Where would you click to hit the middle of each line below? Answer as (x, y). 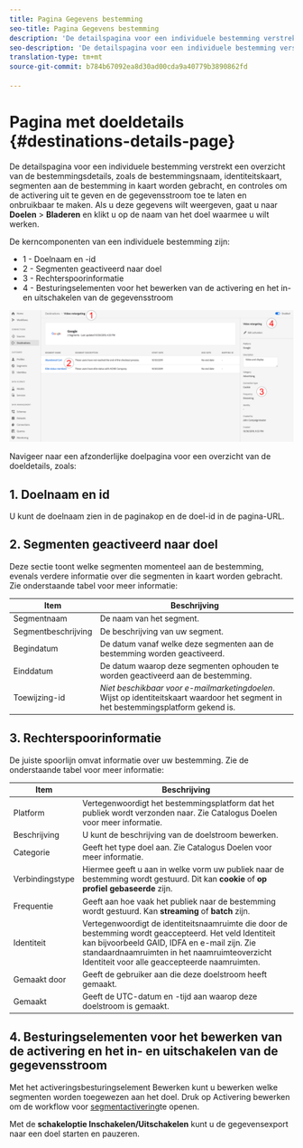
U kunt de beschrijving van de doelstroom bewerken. (180, 834)
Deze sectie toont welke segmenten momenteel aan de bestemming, (137, 566)
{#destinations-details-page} (123, 141)
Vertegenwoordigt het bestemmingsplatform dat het (179, 803)
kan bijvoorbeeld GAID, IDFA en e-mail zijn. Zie (170, 942)
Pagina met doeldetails (97, 122)
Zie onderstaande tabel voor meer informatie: (94, 585)
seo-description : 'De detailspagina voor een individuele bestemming (143, 48)
